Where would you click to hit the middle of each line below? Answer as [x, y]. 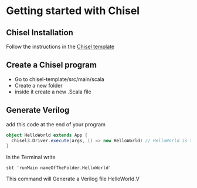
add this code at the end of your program [56, 124]
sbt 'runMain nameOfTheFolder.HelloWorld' [59, 168]
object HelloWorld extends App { [47, 135]
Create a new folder [38, 85]
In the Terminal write [31, 157]
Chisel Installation [40, 33]
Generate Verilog [38, 110]
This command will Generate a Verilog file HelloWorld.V [73, 179]
